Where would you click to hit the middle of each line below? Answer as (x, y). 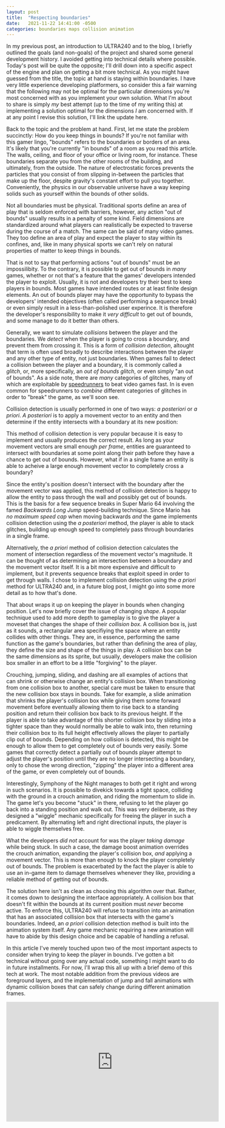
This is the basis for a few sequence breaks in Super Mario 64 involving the (101, 504)
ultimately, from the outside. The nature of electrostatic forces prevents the (100, 168)
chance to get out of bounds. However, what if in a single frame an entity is (100, 459)
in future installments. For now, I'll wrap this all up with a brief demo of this (99, 967)
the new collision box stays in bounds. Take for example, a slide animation (99, 694)
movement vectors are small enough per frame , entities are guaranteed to (99, 447)
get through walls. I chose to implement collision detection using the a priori (101, 580)
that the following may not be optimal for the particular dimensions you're (98, 91)
